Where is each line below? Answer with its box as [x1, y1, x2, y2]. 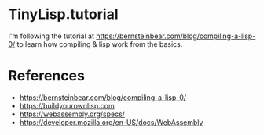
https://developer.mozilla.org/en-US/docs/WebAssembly [19, 117, 203, 126]
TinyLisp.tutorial [8, 5, 119, 23]
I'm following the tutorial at [8, 31, 94, 41]
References [8, 67, 85, 85]
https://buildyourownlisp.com [19, 101, 115, 110]
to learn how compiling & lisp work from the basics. [16, 39, 183, 48]
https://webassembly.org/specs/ [19, 109, 126, 119]
